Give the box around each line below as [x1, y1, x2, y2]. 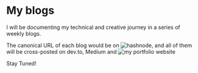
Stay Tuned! [6, 60, 37, 67]
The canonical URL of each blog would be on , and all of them [6, 42, 193, 49]
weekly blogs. [6, 30, 41, 37]
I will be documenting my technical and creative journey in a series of [6, 24, 181, 31]
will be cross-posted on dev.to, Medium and [6, 48, 117, 55]
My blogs [6, 4, 55, 17]
